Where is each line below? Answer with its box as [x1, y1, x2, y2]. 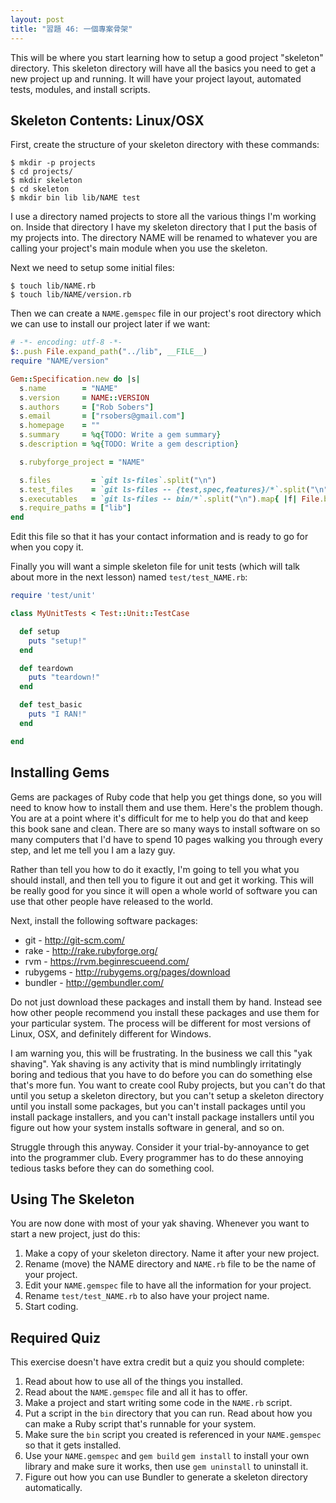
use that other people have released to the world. [10, 895, 214, 907]
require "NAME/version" [10, 356, 110, 366]
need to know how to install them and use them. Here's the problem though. [10, 801, 323, 813]
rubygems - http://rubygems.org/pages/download [24, 966, 231, 978]
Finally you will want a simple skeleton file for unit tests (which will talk [10, 561, 301, 573]
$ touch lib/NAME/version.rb [10, 290, 132, 300]
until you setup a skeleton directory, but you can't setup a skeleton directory [10, 1089, 325, 1101]
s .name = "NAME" [19, 383, 118, 393]
